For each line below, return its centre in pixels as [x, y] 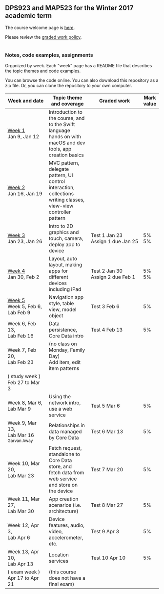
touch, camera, [66, 238]
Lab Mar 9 [19, 409]
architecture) [64, 511]
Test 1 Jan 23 [107, 235]
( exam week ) [24, 572]
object [56, 316]
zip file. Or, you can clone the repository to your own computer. [69, 86]
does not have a [67, 578]
